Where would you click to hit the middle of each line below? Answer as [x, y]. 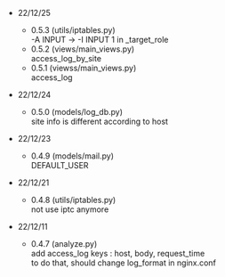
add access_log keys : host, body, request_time [118, 253]
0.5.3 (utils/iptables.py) [73, 30]
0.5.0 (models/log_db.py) [76, 112]
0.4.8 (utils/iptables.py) [73, 200]
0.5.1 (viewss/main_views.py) [84, 68]
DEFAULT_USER [60, 165]
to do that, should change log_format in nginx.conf [123, 263]
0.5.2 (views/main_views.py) [83, 49]
